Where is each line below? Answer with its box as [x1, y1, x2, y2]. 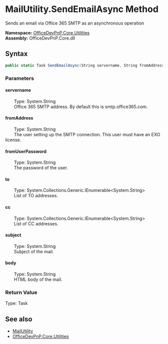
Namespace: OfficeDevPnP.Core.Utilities [5, 30, 90, 36]
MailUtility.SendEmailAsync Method [5, 4, 159, 15]
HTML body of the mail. [14, 276, 62, 282]
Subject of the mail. [14, 248, 54, 254]
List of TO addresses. [14, 193, 58, 199]
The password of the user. [14, 165, 68, 171]
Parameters [5, 75, 34, 82]
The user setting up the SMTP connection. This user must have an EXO [14, 131, 160, 137]
